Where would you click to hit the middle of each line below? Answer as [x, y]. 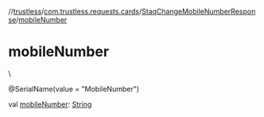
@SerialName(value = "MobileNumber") [74, 89]
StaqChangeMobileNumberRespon [199, 11]
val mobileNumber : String [50, 104]
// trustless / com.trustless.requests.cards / [75, 11]
